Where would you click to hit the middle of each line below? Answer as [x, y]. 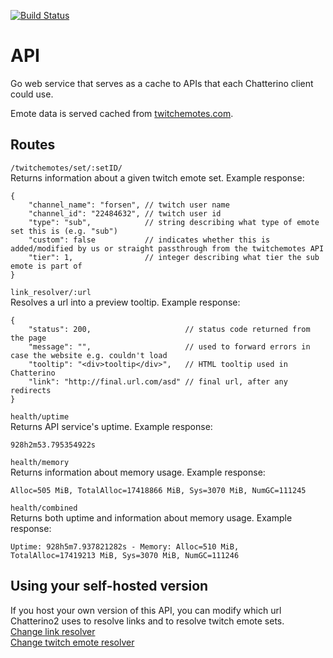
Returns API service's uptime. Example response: [111, 426]
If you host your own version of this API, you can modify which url [146, 610]
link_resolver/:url [51, 292]
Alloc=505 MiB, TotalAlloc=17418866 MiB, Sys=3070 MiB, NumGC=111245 [158, 490]
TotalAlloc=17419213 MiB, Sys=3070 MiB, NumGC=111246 [125, 555]
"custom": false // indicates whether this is [149, 240]
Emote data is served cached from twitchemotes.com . [122, 113]
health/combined [44, 508]
